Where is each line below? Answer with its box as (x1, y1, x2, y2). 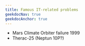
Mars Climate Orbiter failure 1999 (12, 30, 80, 36)
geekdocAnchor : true (5, 16, 48, 21)
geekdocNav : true (5, 12, 41, 17)
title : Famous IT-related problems (5, 7, 79, 12)
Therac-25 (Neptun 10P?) (12, 35, 64, 41)
